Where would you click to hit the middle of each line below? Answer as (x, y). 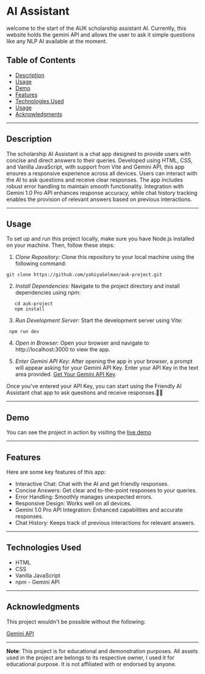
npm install (30, 309)
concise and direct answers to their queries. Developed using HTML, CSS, (99, 160)
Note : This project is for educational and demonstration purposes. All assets (102, 651)
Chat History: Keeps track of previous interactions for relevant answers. (105, 523)
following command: (41, 263)
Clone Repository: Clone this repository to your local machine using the (105, 257)
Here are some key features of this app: (56, 472)
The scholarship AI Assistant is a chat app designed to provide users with (99, 153)
